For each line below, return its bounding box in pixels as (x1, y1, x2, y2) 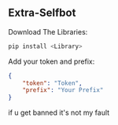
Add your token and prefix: (8, 57, 95, 66)
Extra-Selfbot (8, 6, 76, 20)
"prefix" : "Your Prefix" (22, 86, 104, 94)
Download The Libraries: (8, 27, 88, 36)
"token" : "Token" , (22, 79, 83, 87)
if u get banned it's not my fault (8, 108, 110, 117)
